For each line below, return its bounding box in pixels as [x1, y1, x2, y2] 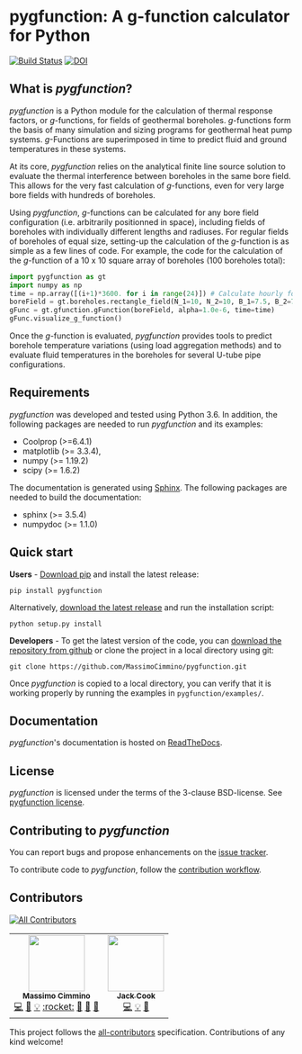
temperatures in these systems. [9, 143, 127, 154]
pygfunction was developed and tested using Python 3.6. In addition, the [9, 409, 279, 419]
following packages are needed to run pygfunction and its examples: [9, 419, 263, 429]
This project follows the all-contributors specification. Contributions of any [9, 1026, 286, 1037]
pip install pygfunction [9, 586, 102, 595]
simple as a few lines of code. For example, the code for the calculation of [9, 245, 283, 256]
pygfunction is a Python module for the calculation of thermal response [9, 105, 273, 116]
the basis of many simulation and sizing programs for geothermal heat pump [9, 124, 293, 135]
